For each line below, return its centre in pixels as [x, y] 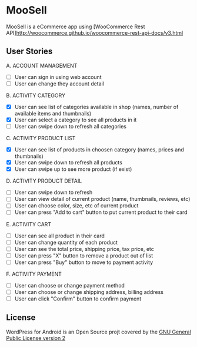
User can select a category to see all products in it [76, 120]
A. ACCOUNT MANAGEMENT [42, 65]
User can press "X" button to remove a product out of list [84, 255]
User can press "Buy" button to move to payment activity [84, 262]
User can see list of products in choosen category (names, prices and [99, 150]
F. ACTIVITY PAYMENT [34, 274]
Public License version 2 [36, 338]
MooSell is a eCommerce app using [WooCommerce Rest [76, 27]
